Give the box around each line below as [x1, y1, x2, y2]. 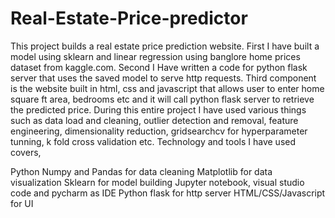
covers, [10, 146, 42, 158]
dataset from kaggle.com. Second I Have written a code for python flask [10, 61, 308, 73]
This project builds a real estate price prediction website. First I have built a [10, 40, 320, 52]
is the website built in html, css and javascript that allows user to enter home [10, 82, 325, 94]
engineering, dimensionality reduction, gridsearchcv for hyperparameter [10, 125, 308, 137]
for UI [10, 197, 34, 209]
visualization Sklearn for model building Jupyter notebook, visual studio [10, 176, 305, 188]
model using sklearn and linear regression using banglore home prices [10, 50, 301, 62]
